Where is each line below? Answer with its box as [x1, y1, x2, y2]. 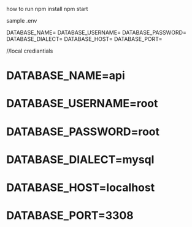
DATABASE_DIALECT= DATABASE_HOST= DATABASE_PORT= [6, 35, 163, 42]
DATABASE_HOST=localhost [6, 180, 155, 195]
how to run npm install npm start [6, 6, 88, 12]
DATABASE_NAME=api [6, 69, 126, 83]
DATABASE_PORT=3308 [6, 209, 134, 223]
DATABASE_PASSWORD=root [6, 125, 160, 138]
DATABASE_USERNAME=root [6, 97, 158, 111]
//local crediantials [6, 47, 53, 54]
